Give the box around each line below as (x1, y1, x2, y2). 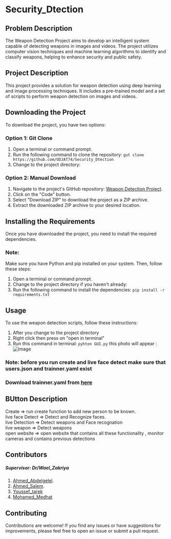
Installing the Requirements (5, 217, 96, 226)
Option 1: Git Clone (5, 134, 53, 141)
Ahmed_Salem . (12, 483, 45, 489)
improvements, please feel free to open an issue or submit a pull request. (5, 528, 160, 534)
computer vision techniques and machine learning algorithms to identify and (5, 49, 166, 54)
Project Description (5, 69, 69, 77)
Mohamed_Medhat (12, 494, 53, 500)
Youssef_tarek (12, 488, 43, 495)
